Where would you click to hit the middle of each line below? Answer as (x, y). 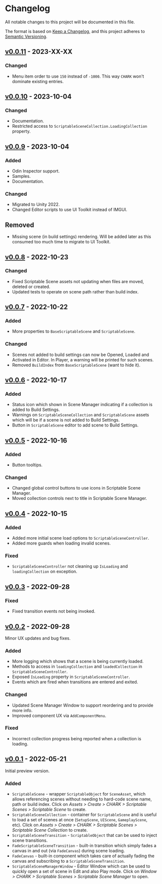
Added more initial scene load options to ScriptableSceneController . (81, 538)
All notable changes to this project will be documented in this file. (70, 22)
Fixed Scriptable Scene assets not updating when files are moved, (78, 281)
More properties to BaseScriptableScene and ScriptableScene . (74, 331)
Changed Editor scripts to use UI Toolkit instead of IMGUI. (69, 210)
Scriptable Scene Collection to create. (50, 830)
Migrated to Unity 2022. (36, 204)
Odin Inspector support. (36, 171)
